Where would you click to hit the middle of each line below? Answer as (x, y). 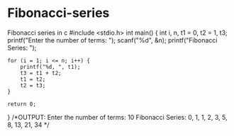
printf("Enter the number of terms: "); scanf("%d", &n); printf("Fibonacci (112, 40)
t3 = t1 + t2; (41, 73)
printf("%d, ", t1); (50, 67)
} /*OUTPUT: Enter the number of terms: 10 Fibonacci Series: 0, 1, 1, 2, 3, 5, (117, 117)
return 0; (22, 104)
